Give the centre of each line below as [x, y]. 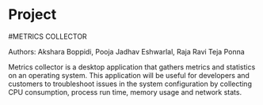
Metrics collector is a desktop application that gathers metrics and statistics [132, 67]
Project [32, 15]
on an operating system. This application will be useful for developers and [129, 75]
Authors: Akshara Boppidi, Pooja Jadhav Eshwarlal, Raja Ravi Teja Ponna [127, 51]
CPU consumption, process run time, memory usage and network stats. [125, 92]
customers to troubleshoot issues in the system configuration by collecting [130, 84]
